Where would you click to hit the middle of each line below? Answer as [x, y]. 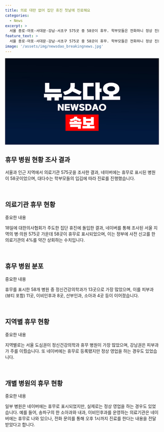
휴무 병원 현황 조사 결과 [38, 159]
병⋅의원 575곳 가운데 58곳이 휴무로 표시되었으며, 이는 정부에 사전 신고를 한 [85, 234]
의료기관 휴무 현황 [30, 205]
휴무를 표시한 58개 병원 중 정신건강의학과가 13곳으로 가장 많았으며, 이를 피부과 [79, 289]
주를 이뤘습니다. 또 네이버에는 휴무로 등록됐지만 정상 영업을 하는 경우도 [77, 351]
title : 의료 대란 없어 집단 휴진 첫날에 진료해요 [48, 10]
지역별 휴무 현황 [27, 322]
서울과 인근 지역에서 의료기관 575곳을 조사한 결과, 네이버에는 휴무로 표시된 [76, 172]
